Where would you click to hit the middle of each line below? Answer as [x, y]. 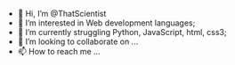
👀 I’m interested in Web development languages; [106, 23]
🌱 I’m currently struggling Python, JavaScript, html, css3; [122, 32]
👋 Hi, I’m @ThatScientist [62, 14]
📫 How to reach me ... [59, 51]
